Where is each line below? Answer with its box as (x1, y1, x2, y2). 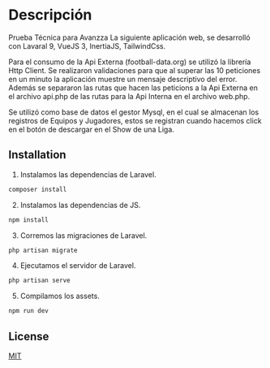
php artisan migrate (8, 246, 79, 254)
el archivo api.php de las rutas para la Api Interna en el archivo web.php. (8, 91, 251, 101)
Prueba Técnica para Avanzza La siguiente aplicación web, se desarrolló (8, 32, 251, 42)
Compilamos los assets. (19, 291, 100, 301)
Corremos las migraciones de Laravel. (19, 230, 148, 240)
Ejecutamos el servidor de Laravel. (19, 261, 136, 271)
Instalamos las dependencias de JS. (19, 200, 141, 210)
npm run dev (8, 307, 49, 315)
